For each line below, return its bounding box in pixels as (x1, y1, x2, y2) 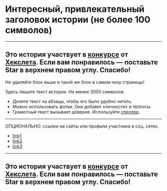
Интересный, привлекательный (5, 3, 145, 15)
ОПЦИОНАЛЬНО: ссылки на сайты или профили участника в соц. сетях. (5, 123, 159, 129)
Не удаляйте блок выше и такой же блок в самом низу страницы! (5, 79, 145, 85)
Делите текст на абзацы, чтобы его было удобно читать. (12, 98, 133, 104)
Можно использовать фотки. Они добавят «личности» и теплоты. (12, 103, 152, 110)
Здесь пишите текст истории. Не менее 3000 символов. (5, 88, 125, 95)
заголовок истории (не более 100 (5, 14, 151, 25)
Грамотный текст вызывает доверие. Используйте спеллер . (12, 109, 140, 115)
